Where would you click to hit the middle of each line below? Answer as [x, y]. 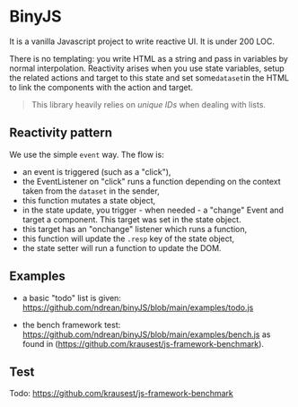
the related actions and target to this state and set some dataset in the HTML [149, 77]
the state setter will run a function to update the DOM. [122, 247]
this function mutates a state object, [89, 200]
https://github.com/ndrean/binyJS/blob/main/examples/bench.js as [146, 334]
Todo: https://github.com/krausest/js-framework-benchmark [121, 394]
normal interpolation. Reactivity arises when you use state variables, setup [147, 68]
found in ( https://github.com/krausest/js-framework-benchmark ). [143, 343]
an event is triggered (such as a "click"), [96, 171]
